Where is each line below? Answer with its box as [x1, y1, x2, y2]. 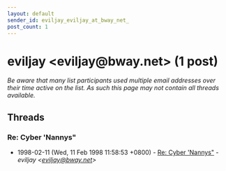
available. [7, 91, 36, 100]
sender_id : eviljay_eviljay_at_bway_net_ [7, 17, 130, 24]
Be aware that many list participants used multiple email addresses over [7, 76, 216, 84]
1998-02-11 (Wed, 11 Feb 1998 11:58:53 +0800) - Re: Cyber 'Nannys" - [17, 148, 219, 156]
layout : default [7, 10, 54, 17]
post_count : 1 [7, 23, 49, 30]
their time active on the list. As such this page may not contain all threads [7, 84, 220, 92]
